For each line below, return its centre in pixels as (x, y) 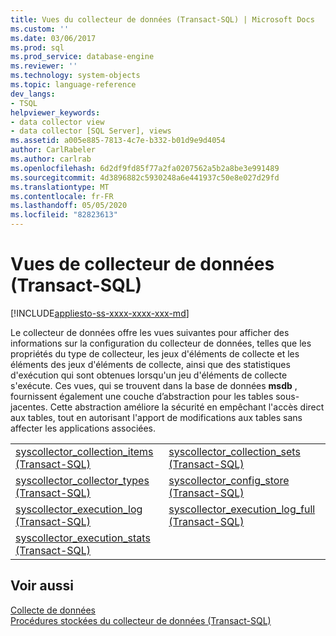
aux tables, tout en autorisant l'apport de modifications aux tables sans (156, 417)
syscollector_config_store (229, 480)
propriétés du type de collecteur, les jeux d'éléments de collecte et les (155, 353)
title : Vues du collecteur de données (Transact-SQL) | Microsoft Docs (162, 19)
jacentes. (29, 407)
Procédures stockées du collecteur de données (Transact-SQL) (141, 620)
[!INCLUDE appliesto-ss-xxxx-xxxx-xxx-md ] (100, 313)
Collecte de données (53, 610)
